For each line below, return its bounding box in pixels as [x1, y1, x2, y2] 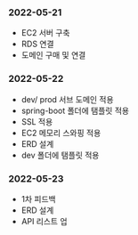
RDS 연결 [20, 38, 54, 50]
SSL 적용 [20, 116, 53, 126]
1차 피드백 [20, 193, 56, 204]
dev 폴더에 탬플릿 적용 [20, 150, 100, 160]
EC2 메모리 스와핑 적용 [20, 127, 101, 138]
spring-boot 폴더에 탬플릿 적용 [20, 105, 130, 116]
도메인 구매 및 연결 [20, 50, 86, 61]
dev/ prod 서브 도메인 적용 [20, 93, 114, 104]
